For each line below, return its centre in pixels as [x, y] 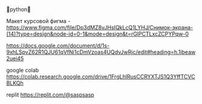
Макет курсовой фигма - [39, 21]
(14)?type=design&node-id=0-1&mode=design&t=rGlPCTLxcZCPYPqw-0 [98, 34]
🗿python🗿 [19, 9]
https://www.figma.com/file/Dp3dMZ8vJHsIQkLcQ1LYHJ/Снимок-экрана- [99, 28]
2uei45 [15, 58]
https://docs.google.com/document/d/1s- [58, 46]
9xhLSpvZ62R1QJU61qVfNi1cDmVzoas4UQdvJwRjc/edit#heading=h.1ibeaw [101, 52]
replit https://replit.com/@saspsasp [50, 95]
